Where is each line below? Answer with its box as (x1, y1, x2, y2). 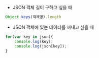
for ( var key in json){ (5, 34, 53, 39)
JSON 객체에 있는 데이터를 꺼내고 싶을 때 (12, 24, 94, 30)
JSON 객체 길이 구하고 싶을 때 (12, 5, 73, 10)
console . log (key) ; (14, 39, 53, 44)
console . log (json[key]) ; (14, 43, 67, 49)
